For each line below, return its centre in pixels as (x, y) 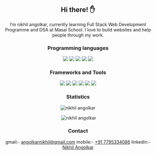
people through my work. (78, 35)
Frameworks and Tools (78, 72)
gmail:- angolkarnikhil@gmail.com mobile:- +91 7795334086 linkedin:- (78, 142)
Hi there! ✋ (78, 10)
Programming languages (78, 48)
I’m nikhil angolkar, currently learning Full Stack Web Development (78, 24)
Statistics (78, 97)
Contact (78, 131)
